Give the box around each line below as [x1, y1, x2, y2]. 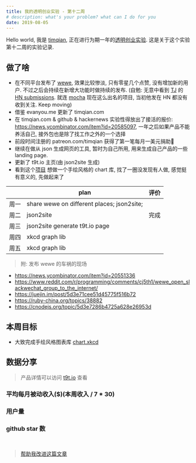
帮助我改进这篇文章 [20, 450, 67, 457]
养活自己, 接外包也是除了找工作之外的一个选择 [14, 130, 126, 138]
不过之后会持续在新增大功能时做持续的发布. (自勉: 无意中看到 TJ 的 [22, 86, 184, 94]
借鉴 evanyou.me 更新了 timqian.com [14, 109, 104, 116]
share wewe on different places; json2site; [26, 200, 143, 208]
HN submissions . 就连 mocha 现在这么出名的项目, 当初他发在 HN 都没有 [14, 94, 188, 101]
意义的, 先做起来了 [19, 174, 65, 181]
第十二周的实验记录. [6, 43, 55, 50]
